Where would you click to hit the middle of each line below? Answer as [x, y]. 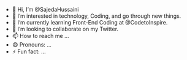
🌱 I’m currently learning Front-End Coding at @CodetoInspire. [90, 22]
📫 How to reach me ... [40, 36]
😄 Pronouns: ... [32, 45]
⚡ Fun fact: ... [29, 51]
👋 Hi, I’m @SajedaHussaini [45, 9]
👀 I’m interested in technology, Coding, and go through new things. [97, 16]
